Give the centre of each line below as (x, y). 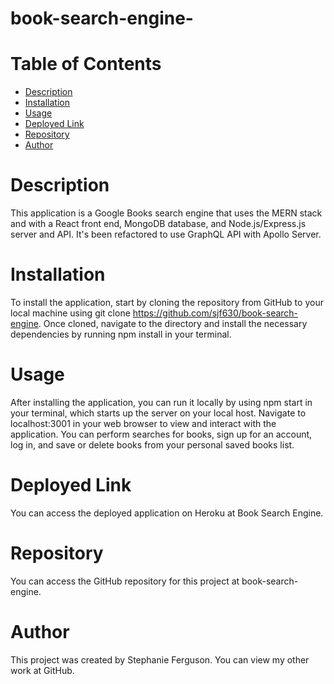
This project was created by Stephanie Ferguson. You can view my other (160, 659)
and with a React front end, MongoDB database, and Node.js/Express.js (158, 224)
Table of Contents (86, 64)
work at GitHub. (42, 670)
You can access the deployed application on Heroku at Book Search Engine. (167, 513)
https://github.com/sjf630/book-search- (215, 313)
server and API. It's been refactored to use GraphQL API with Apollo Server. (166, 234)
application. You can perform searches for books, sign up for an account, (161, 434)
